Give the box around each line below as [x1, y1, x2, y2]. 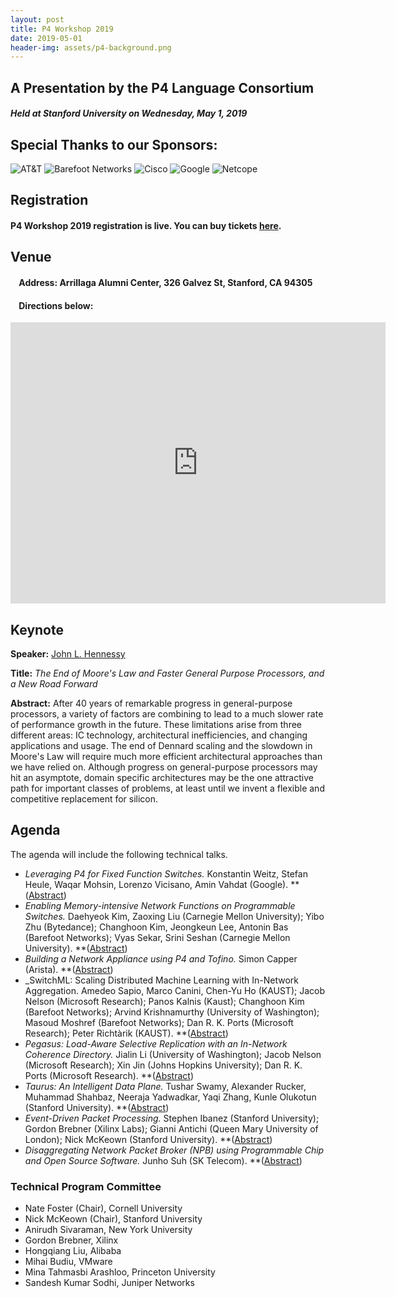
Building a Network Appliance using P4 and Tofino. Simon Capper [24, 952, 298, 965]
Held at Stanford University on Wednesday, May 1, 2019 [10, 107, 248, 120]
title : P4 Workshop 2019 [10, 24, 114, 34]
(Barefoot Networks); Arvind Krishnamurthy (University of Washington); [24, 1006, 320, 1018]
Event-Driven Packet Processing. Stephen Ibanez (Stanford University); [24, 1112, 320, 1124]
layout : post [10, 14, 65, 25]
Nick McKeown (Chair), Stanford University [24, 1213, 203, 1225]
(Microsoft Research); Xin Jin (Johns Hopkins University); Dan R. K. [24, 1059, 303, 1071]
